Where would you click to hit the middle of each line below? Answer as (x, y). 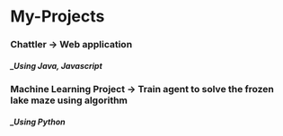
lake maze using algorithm (69, 100)
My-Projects (57, 17)
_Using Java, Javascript (56, 65)
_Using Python (38, 122)
